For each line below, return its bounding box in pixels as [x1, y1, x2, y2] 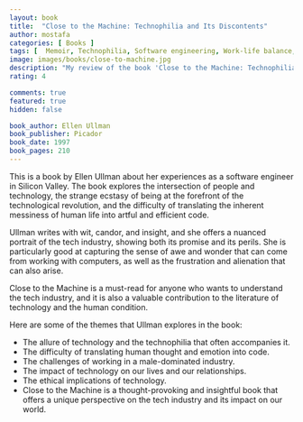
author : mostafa [9, 30, 70, 39]
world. [22, 403, 47, 415]
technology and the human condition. [9, 301, 149, 312]
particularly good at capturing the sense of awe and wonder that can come [9, 245, 289, 257]
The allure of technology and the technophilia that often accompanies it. [22, 336, 290, 347]
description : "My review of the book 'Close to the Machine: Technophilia [9, 64, 297, 73]
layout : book [9, 13, 59, 23]
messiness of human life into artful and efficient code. [9, 209, 210, 220]
